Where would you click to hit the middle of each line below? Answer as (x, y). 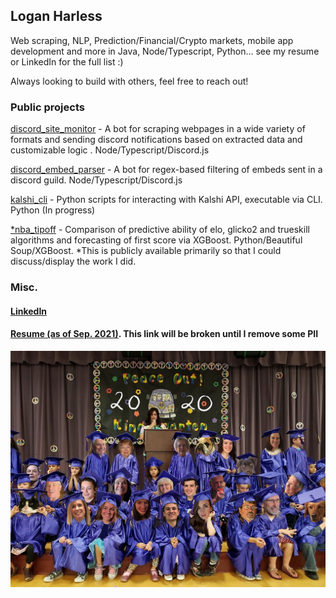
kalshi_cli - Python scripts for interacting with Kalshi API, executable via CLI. (166, 200)
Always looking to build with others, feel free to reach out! (129, 81)
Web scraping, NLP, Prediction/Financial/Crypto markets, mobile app (152, 40)
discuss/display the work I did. (73, 261)
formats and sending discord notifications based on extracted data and (156, 140)
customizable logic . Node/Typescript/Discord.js (110, 150)
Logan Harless (56, 16)
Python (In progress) (53, 210)
